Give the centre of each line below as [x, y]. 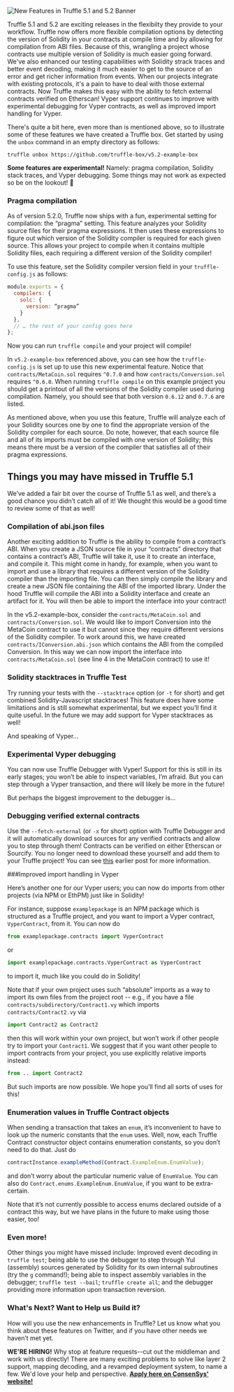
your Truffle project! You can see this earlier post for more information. [109, 861]
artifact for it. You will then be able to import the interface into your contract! [117, 601]
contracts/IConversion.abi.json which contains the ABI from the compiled [115, 644]
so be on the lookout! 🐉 [41, 183]
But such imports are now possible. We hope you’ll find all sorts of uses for [115, 1086]
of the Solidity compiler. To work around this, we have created [97, 637]
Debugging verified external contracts [73, 816]
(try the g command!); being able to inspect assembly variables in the [107, 1275]
